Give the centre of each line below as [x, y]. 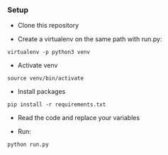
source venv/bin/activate [45, 79]
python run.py [28, 145]
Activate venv [38, 65]
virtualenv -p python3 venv [49, 52]
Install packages [41, 92]
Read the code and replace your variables [79, 118]
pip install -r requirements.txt [57, 105]
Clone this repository [48, 26]
